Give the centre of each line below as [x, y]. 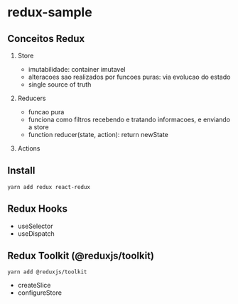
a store [38, 127]
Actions [29, 148]
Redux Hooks [37, 209]
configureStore [40, 293]
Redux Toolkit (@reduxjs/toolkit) [81, 256]
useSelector [35, 226]
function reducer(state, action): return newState [98, 135]
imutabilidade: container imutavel [77, 69]
